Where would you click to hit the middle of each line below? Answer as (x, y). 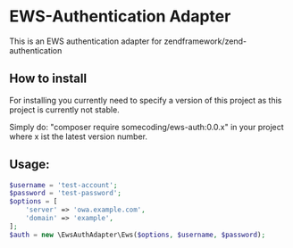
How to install (48, 79)
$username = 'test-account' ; (63, 185)
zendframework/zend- (205, 41)
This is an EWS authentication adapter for (86, 41)
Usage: (30, 165)
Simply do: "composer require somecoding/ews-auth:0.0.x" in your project (146, 127)
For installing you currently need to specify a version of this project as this (146, 100)
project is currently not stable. (65, 110)
